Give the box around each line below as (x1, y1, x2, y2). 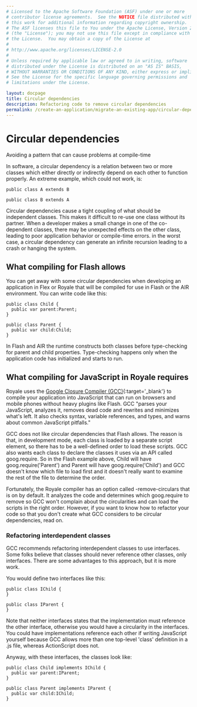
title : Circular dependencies (6, 96, 80, 102)
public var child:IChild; (11, 691, 75, 697)
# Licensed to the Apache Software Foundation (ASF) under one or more (6, 8, 185, 15)
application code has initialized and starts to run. (6, 355, 124, 362)
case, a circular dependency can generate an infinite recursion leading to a (6, 239, 188, 246)
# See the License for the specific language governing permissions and (6, 74, 188, 80)
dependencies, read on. (6, 517, 64, 524)
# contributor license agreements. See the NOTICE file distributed (6, 14, 180, 20)
